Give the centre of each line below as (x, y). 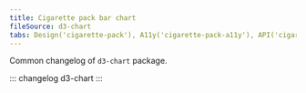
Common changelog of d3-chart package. (88, 61)
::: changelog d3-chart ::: (56, 78)
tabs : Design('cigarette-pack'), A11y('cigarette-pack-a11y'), (132, 35)
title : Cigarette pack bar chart (73, 18)
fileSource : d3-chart (51, 26)
